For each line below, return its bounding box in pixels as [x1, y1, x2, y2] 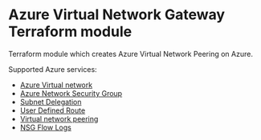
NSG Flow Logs [19, 122, 72, 132]
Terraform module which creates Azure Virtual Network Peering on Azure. [8, 49, 253, 58]
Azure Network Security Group [19, 88, 123, 98]
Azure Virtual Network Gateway [8, 6, 226, 24]
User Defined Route [19, 106, 86, 115]
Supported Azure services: [8, 64, 98, 74]
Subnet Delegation [19, 97, 82, 106]
